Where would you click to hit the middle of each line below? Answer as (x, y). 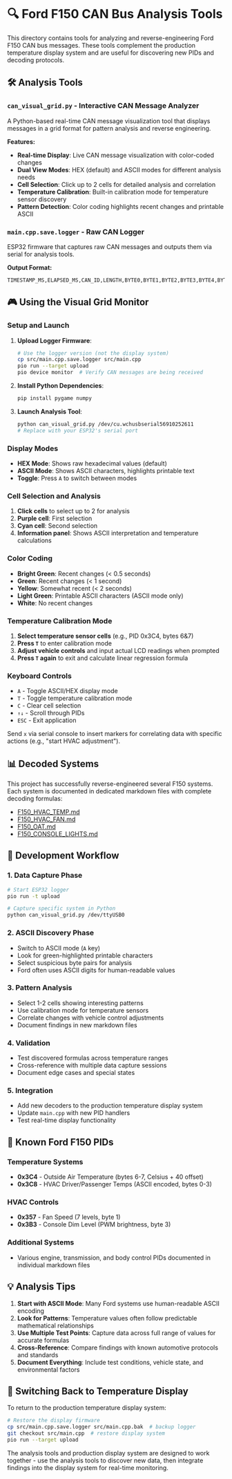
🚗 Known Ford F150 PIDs (60, 1142)
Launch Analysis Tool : (50, 411)
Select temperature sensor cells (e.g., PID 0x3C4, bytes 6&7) (105, 636)
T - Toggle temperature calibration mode (75, 698)
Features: (21, 141)
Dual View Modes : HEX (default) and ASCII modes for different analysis (119, 169)
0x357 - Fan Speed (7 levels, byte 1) (69, 1217)
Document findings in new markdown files (77, 1025)
